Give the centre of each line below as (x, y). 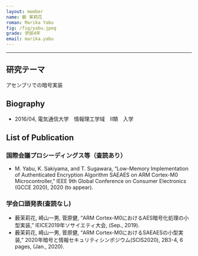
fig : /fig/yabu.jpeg (32, 28)
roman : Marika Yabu (30, 22)
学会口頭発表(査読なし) (39, 204)
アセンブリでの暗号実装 (34, 85)
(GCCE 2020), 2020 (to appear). (54, 187)
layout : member (25, 11)
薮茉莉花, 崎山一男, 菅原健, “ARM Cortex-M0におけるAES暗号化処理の (99, 218)
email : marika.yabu (30, 39)
